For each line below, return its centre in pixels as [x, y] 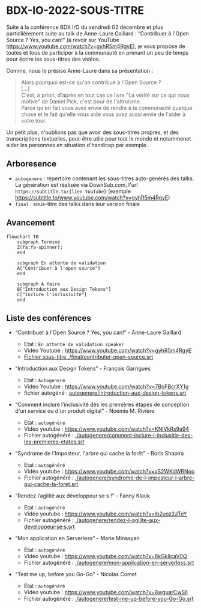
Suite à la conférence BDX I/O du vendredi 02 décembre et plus [85, 27]
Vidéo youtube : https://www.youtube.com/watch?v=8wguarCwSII [106, 592]
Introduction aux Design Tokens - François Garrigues [84, 369]
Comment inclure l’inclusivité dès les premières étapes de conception [103, 405]
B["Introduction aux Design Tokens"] [64, 289]
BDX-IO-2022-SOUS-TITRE [75, 11]
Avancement [31, 223]
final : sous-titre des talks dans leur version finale [77, 204]
